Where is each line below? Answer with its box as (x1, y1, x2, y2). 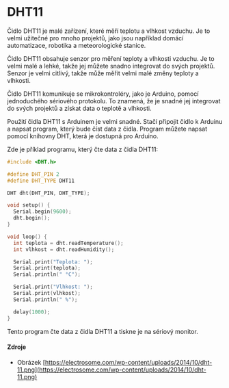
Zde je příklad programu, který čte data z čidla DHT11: (7, 145, 159, 153)
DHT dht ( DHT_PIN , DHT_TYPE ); (7, 190, 90, 196)
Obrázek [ (16, 358, 46, 366)
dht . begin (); (13, 215, 51, 222)
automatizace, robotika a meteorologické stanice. (7, 41, 146, 49)
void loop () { (7, 233, 48, 240)
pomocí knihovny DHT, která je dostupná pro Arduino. (7, 131, 159, 140)
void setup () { (7, 202, 51, 209)
